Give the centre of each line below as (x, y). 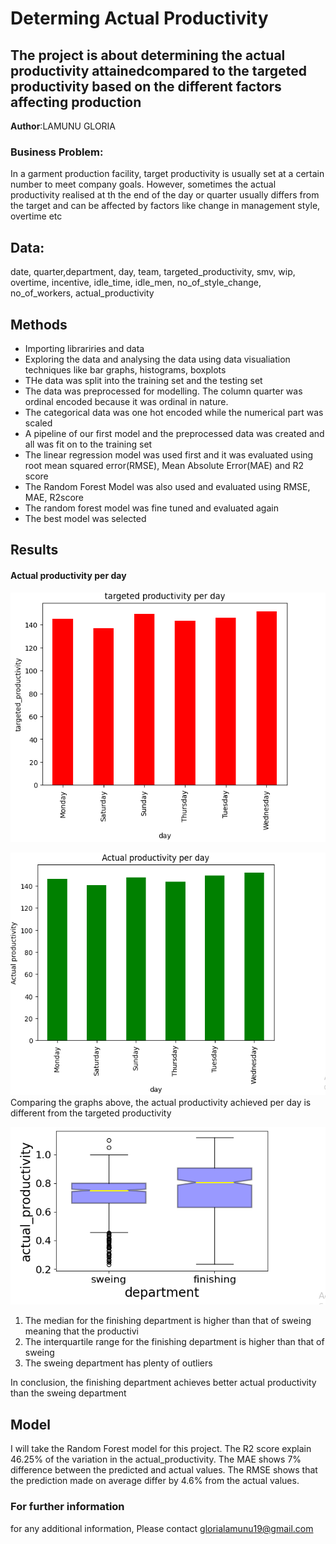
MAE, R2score (54, 497)
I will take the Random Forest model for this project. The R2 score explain (161, 1449)
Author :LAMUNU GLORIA (63, 126)
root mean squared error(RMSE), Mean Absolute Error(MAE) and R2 (164, 465)
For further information (67, 1507)
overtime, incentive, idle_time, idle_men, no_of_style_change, (136, 283)
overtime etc (36, 216)
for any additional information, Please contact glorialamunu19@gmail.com (162, 1528)
